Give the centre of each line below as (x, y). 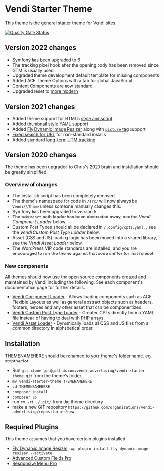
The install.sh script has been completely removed (63, 195)
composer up (24, 397)
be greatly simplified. (27, 172)
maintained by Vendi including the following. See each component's (74, 282)
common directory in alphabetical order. (53, 328)
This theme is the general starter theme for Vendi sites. (61, 23)
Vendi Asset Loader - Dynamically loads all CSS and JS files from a (80, 323)
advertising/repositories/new (43, 412)
